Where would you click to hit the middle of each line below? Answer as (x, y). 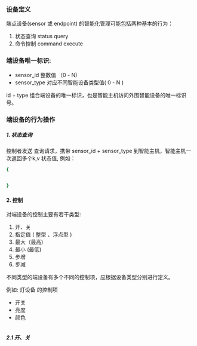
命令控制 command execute (49, 44)
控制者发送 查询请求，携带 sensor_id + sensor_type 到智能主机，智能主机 (96, 151)
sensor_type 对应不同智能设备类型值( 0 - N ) (69, 82)
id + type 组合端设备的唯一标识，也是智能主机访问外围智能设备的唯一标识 (96, 95)
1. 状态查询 (19, 135)
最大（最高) (29, 242)
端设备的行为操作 (31, 120)
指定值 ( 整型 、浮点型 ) (43, 235)
